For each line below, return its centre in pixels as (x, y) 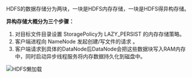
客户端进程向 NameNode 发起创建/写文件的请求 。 (76, 41)
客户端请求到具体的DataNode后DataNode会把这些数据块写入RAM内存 (100, 49)
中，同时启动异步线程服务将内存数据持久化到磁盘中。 (80, 56)
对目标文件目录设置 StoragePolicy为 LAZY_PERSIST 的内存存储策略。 (100, 34)
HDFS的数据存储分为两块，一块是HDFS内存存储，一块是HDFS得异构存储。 (98, 9)
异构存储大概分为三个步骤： (40, 21)
